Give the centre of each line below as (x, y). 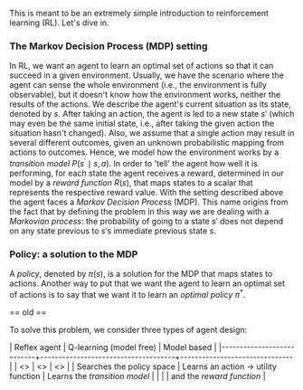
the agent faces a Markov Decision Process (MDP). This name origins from (149, 202)
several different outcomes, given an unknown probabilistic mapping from (147, 143)
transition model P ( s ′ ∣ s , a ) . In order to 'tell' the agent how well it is (133, 162)
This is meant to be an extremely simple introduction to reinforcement (139, 13)
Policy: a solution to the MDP (74, 254)
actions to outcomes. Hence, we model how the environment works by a (144, 152)
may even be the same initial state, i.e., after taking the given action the (142, 124)
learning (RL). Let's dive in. (60, 23)
